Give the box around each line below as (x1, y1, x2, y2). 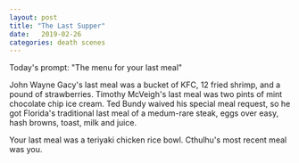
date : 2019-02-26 (9, 29, 82, 38)
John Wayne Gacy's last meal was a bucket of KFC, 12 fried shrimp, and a (9, 79, 281, 90)
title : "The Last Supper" (9, 21, 105, 30)
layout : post (9, 12, 58, 22)
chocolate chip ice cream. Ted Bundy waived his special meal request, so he (9, 99, 291, 110)
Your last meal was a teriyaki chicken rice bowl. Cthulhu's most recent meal (9, 134, 287, 145)
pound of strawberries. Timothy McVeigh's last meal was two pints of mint (9, 89, 283, 100)
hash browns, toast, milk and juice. (9, 118, 137, 128)
